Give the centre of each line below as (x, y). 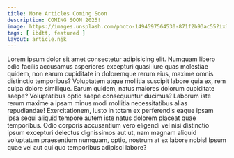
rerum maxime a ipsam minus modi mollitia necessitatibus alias (97, 103)
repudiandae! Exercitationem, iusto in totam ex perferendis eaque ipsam (110, 111)
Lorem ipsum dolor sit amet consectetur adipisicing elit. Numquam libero (111, 59)
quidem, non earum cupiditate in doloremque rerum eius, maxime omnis (110, 74)
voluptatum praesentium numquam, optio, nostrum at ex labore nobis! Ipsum (117, 140)
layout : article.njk (37, 39)
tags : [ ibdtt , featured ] (46, 33)
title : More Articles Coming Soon (57, 14)
